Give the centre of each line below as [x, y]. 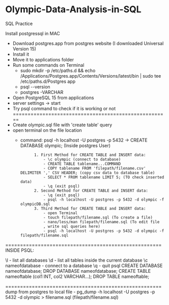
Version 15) [24, 49]
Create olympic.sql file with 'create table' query [62, 125]
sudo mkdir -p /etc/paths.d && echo [58, 71]
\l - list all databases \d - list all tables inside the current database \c [77, 260]
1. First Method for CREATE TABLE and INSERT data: [90, 155]
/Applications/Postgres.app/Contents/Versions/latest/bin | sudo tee [91, 76]
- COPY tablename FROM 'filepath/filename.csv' [94, 168]
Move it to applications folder [43, 59]
